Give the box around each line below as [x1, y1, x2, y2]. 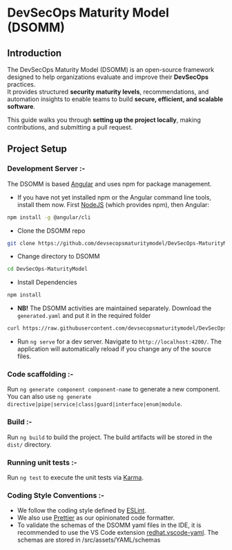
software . [7, 103, 36, 110]
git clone [7, 240, 36, 247]
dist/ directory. [7, 440, 52, 448]
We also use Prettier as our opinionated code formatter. [17, 514, 175, 522]
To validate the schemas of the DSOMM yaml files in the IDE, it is [17, 521, 202, 529]
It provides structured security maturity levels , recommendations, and [7, 88, 209, 96]
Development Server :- [7, 164, 86, 174]
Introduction [7, 47, 62, 59]
